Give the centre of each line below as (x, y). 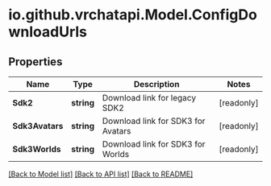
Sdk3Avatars (38, 126)
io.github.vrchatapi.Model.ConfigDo (133, 15)
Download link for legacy (149, 98)
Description (156, 84)
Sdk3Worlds (37, 149)
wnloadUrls (48, 32)
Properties (35, 62)
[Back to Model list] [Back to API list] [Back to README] (101, 174)
